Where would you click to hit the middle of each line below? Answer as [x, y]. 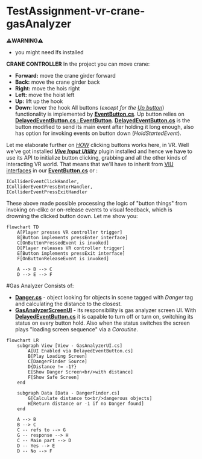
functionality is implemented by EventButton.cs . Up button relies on [100, 114]
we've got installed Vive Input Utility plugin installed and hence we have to [99, 151]
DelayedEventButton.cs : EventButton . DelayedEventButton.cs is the [103, 120]
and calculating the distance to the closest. [68, 304]
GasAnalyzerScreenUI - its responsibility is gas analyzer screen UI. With [106, 310]
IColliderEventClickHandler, [43, 181]
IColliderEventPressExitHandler [47, 192]
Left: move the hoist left [45, 95]
